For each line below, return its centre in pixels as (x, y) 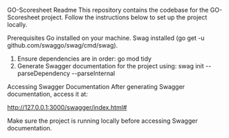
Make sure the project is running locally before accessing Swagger (103, 121)
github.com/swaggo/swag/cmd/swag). (63, 45)
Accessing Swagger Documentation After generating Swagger (96, 87)
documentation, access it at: (48, 94)
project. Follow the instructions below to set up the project (124, 17)
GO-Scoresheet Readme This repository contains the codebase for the (108, 10)
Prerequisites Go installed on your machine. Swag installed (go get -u (106, 38)
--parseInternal (93, 73)
